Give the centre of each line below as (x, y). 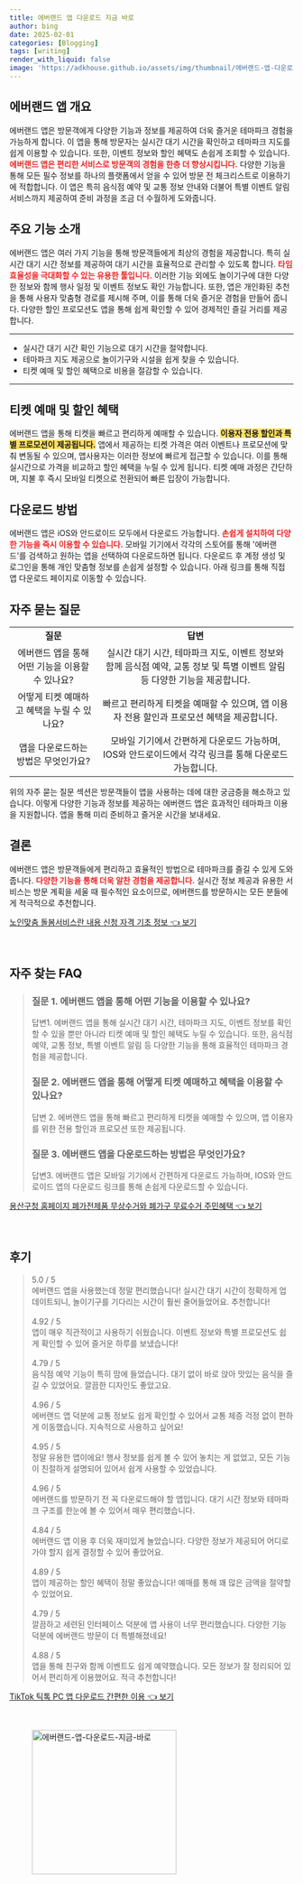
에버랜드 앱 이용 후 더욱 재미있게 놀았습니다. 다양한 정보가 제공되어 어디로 (160, 1540)
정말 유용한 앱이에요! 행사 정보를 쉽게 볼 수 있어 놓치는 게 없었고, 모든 (152, 1457)
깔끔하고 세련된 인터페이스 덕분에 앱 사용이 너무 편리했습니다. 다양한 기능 (159, 1624)
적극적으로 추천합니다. (57, 902)
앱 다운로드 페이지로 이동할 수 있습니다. (78, 578)
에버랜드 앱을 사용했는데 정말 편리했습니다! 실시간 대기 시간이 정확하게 (154, 1290)
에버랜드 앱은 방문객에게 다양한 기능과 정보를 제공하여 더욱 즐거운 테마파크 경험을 (151, 130)
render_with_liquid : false (60, 60)
